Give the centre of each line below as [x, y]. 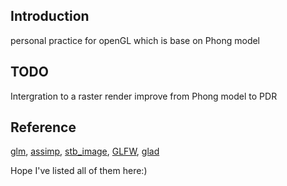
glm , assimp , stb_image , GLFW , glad [85, 151]
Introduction [50, 16]
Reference [43, 127]
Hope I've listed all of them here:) [79, 171]
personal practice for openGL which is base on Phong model [135, 40]
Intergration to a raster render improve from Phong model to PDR [144, 96]
